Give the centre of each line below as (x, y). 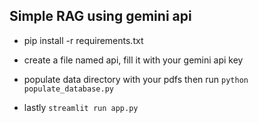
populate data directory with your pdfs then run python (136, 79)
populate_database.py (68, 89)
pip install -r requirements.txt (83, 40)
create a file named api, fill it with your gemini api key (133, 60)
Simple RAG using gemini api (100, 16)
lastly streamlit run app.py (81, 107)
